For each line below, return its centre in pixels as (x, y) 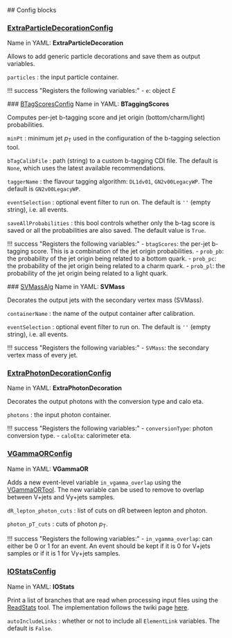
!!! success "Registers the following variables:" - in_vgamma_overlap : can (110, 539)
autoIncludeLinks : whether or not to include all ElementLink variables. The (114, 621)
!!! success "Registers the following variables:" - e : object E (91, 91)
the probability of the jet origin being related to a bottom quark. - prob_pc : (112, 258)
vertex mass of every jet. (43, 355)
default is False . (30, 628)
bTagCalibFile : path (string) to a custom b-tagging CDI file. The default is (113, 161)
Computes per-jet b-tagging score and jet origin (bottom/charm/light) (106, 118)
